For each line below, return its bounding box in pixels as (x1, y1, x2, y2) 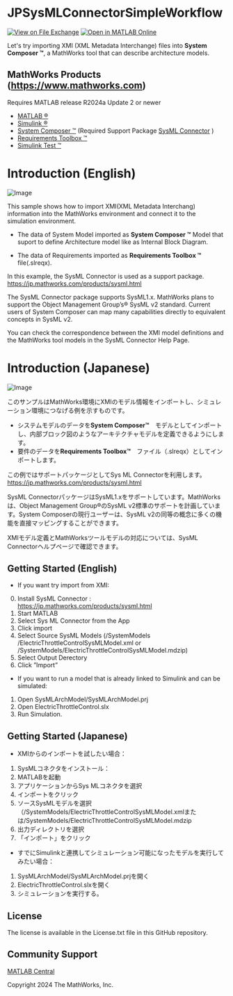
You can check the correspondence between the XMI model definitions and (7, 328, 224, 336)
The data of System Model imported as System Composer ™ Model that (17, 230, 224, 238)
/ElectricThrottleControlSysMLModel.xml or (17, 639, 141, 647)
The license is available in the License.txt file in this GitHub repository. (7, 929, 209, 937)
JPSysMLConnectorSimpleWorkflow (7, 5, 223, 21)
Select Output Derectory (17, 653, 88, 662)
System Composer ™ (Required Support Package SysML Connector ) (17, 126, 214, 135)
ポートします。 (17, 455, 61, 464)
